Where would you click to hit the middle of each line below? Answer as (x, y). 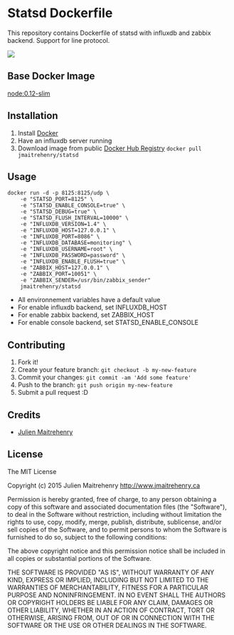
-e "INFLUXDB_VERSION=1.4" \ (63, 224)
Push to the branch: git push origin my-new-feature (95, 385)
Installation (33, 116)
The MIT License (32, 471)
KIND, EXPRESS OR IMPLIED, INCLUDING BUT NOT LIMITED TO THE (108, 579)
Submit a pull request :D (53, 393)
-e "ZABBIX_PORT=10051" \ (59, 274)
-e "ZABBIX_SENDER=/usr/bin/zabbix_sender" (86, 280)
